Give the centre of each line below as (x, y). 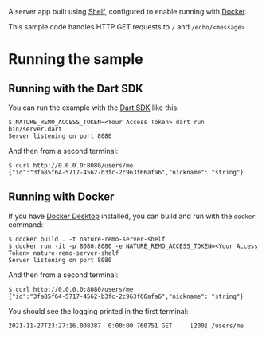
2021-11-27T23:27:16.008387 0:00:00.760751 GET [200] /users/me (126, 326)
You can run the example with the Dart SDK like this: (94, 108)
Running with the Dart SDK (76, 88)
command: (26, 224)
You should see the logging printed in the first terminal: (98, 311)
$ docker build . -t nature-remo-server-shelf (87, 239)
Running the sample (76, 59)
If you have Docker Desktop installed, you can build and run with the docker (132, 216)
